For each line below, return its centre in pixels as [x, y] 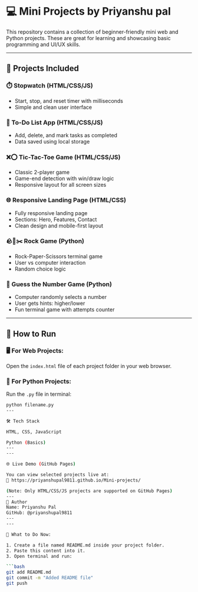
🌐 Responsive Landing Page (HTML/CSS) [66, 200]
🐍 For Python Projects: [39, 381]
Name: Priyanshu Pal [32, 508]
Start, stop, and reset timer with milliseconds [69, 100]
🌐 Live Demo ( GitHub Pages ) [41, 464]
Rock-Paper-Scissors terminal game [59, 256]
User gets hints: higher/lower [50, 303]
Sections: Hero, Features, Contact [56, 219]
